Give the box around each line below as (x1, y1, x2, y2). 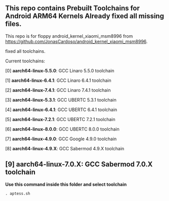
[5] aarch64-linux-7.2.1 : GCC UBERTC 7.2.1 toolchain (5, 116, 116, 122)
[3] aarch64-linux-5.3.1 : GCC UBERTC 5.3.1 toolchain (5, 96, 117, 103)
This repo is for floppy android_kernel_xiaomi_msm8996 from (5, 33, 133, 39)
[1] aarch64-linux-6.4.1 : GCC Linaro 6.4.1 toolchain (5, 77, 112, 83)
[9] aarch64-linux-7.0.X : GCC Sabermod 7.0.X (5, 160, 153, 169)
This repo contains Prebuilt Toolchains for (5, 4, 140, 13)
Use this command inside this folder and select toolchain (5, 181, 127, 187)
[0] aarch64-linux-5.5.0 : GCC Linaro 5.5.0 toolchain (5, 67, 115, 73)
